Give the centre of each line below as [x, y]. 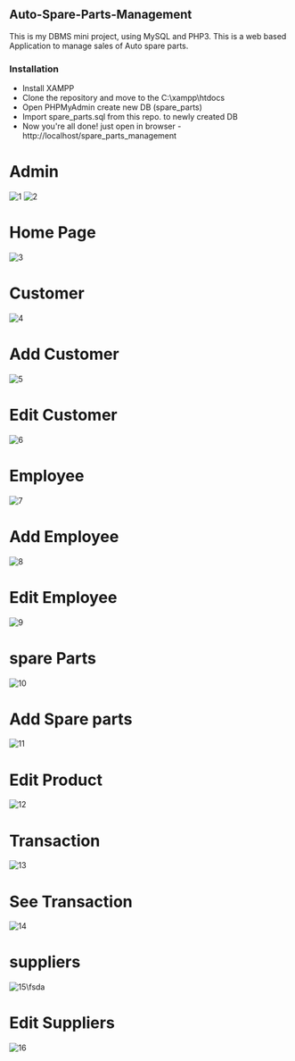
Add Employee [64, 536]
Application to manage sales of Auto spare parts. [99, 46]
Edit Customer [63, 415]
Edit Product [56, 780]
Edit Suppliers [62, 1023]
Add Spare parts [71, 719]
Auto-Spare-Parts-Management [101, 15]
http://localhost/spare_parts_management [99, 136]
